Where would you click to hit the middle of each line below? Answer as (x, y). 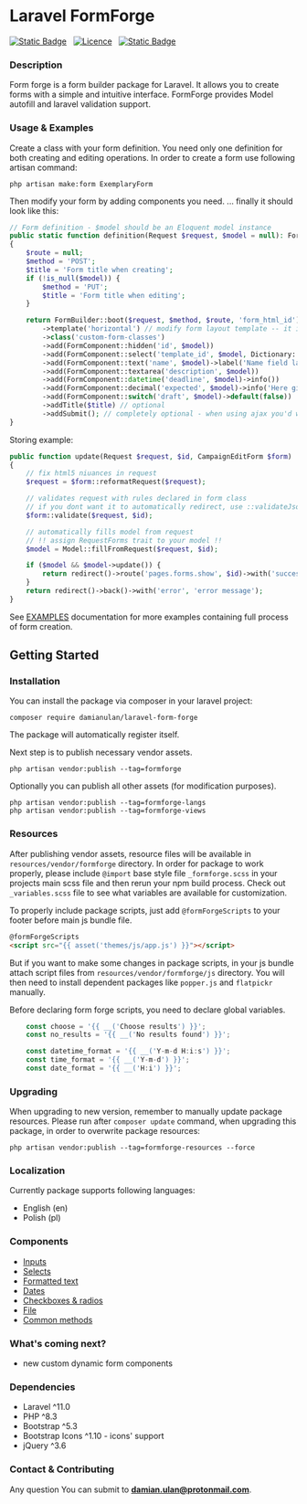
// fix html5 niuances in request (91, 473)
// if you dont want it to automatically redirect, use (135, 507)
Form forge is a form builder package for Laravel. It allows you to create (144, 85)
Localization (37, 1170)
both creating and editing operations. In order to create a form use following (152, 157)
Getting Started (54, 656)
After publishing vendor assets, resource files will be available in (130, 853)
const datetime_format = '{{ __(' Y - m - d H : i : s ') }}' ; (128, 1052)
